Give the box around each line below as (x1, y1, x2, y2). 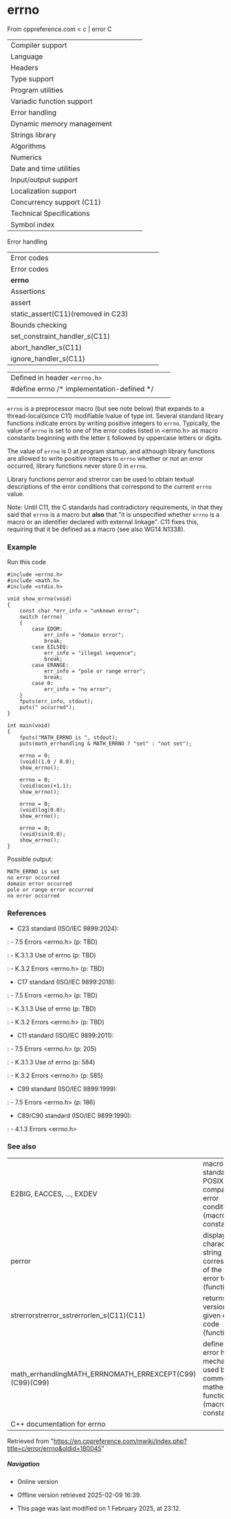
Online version (16, 1477, 58, 1485)
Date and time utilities (10, 163, 80, 173)
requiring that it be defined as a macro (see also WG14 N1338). (7, 525, 186, 533)
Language (10, 51, 43, 61)
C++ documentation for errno (10, 1419, 106, 1429)
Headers (10, 63, 38, 72)
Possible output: (7, 855, 54, 864)
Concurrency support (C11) (10, 197, 102, 207)
